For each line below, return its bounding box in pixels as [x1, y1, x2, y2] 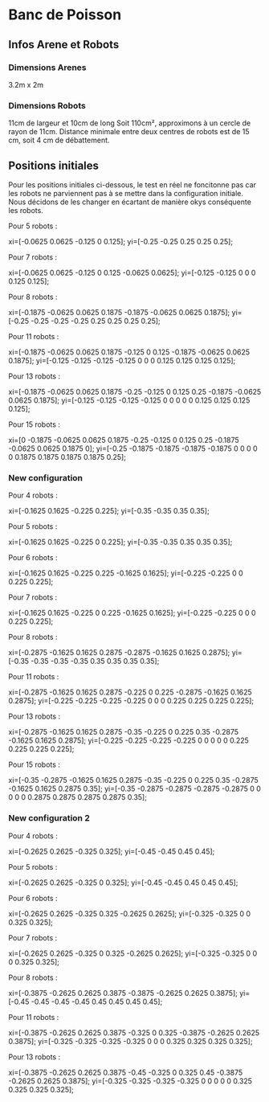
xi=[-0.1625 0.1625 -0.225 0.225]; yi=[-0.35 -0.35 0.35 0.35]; [8, 506, 210, 516]
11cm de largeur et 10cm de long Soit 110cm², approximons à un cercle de [8, 118, 251, 128]
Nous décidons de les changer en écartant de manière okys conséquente [8, 197, 251, 207]
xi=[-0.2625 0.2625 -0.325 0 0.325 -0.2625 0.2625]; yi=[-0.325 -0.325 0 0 [8, 948, 258, 958]
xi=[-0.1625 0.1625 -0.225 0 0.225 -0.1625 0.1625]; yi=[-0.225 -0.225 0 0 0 [8, 608, 256, 618]
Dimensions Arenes [8, 62, 87, 73]
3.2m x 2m [8, 80, 44, 89]
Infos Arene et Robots [8, 38, 120, 51]
